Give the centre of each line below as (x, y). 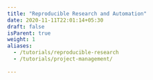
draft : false (26, 26)
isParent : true (29, 33)
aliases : (20, 46)
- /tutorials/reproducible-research (66, 53)
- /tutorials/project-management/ (63, 59)
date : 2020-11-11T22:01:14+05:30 (55, 20)
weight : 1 (21, 40)
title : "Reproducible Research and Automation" (77, 14)
